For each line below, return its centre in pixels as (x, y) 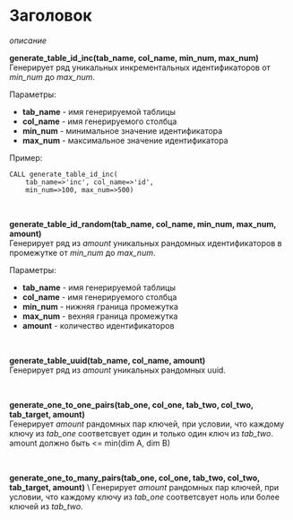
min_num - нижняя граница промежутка (100, 306)
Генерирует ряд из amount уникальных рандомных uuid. (118, 370)
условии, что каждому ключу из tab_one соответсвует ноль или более (145, 497)
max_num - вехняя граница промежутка (100, 316)
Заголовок (51, 16)
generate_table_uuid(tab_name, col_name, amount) (108, 360)
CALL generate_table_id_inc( (64, 174)
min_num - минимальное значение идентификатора (122, 130)
